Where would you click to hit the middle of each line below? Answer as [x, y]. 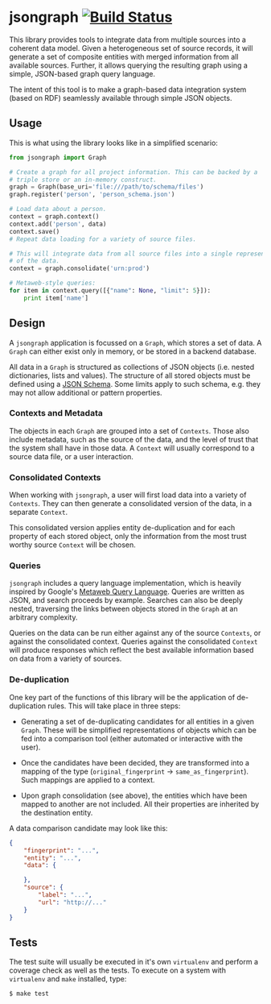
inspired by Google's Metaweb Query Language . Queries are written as [127, 591]
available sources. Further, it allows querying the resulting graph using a [129, 65]
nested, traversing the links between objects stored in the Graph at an [123, 609]
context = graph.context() [54, 217]
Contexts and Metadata [56, 413]
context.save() [35, 231]
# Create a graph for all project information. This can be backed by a [133, 172]
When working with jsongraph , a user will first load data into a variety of [128, 495]
